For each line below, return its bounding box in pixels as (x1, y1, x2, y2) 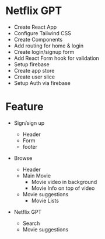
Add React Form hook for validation (13, 54, 100, 62)
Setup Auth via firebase (13, 79, 71, 86)
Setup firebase (13, 60, 50, 68)
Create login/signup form (13, 48, 75, 55)
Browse (13, 154, 33, 162)
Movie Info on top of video (31, 185, 95, 192)
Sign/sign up (13, 119, 45, 127)
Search (22, 220, 40, 227)
